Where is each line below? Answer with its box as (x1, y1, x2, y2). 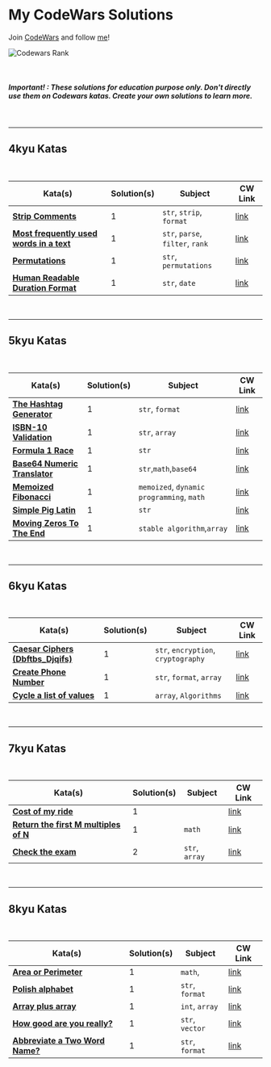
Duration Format (12, 282, 77, 293)
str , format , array (154, 672, 222, 683)
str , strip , (162, 206, 202, 217)
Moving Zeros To (12, 517, 79, 528)
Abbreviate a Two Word (12, 1035, 105, 1046)
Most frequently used (12, 228, 98, 239)
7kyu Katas (8, 741, 67, 755)
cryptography (154, 654, 206, 664)
